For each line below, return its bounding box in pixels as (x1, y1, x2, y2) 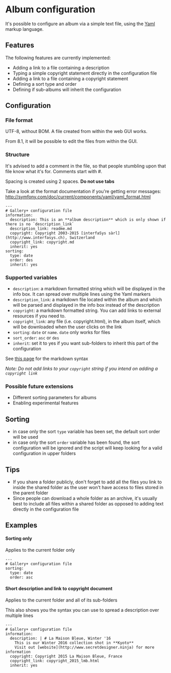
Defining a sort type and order (12, 81, 77, 87)
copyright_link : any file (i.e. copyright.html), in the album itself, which (12, 319, 161, 325)
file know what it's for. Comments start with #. (5, 168, 102, 174)
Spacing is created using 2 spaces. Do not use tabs (5, 178, 115, 184)
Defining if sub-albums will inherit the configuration (12, 86, 121, 92)
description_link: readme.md (10, 226, 72, 231)
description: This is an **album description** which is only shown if (10, 217, 166, 222)
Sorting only (5, 535, 32, 541)
